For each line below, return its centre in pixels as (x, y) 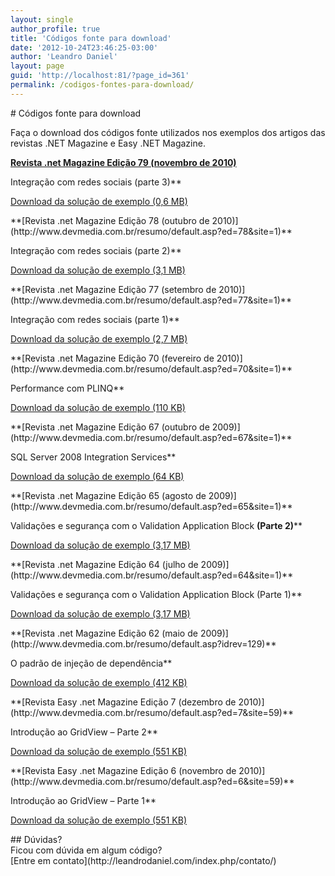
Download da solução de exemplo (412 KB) (99, 682)
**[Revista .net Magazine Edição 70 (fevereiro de (112, 358)
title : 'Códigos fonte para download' (91, 38)
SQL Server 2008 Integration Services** (93, 457)
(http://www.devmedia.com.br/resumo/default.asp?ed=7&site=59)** (152, 712)
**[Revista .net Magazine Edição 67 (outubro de (110, 427)
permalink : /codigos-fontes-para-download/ (102, 85)
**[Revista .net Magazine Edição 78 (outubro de (110, 220)
